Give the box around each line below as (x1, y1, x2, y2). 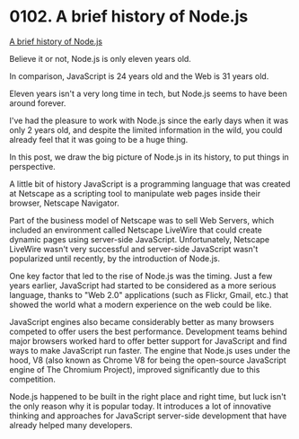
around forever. (9, 97, 66, 109)
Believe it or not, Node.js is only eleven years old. (9, 53, 191, 64)
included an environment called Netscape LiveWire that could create (9, 224, 262, 235)
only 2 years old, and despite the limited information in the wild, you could (9, 124, 283, 136)
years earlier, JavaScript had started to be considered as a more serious (9, 280, 277, 291)
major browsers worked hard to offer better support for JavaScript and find (9, 335, 287, 347)
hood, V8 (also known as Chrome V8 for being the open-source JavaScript (9, 355, 286, 365)
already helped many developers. (9, 419, 133, 430)
